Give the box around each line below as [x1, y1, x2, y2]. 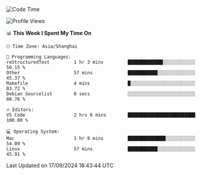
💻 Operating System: [6, 129, 60, 135]
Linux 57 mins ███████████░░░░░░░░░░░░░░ [6, 146, 196, 152]
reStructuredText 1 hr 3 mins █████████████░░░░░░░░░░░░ [6, 59, 196, 65]
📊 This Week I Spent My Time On [6, 30, 92, 36]
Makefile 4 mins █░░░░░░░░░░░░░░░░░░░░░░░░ [6, 80, 196, 86]
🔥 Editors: [6, 107, 34, 113]
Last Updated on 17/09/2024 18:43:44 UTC [6, 162, 114, 169]
